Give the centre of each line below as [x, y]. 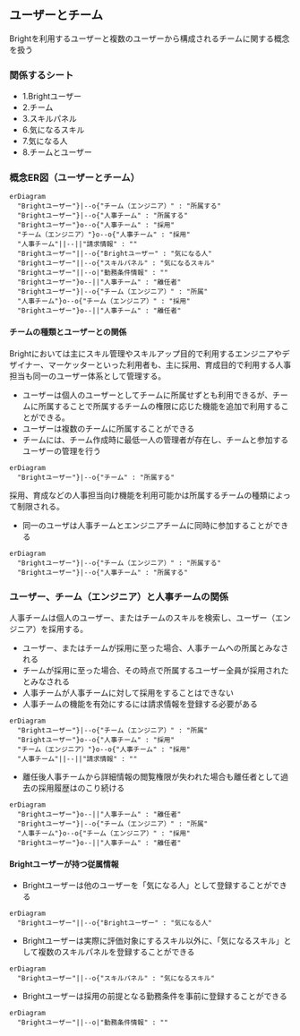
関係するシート [42, 75]
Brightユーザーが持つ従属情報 [64, 864]
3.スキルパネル [50, 119]
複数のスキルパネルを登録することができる [116, 952]
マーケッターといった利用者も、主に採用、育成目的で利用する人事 [170, 364]
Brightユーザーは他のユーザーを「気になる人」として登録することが [147, 886]
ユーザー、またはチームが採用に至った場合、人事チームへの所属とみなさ [155, 647]
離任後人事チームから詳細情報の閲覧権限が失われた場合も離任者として [151, 776]
